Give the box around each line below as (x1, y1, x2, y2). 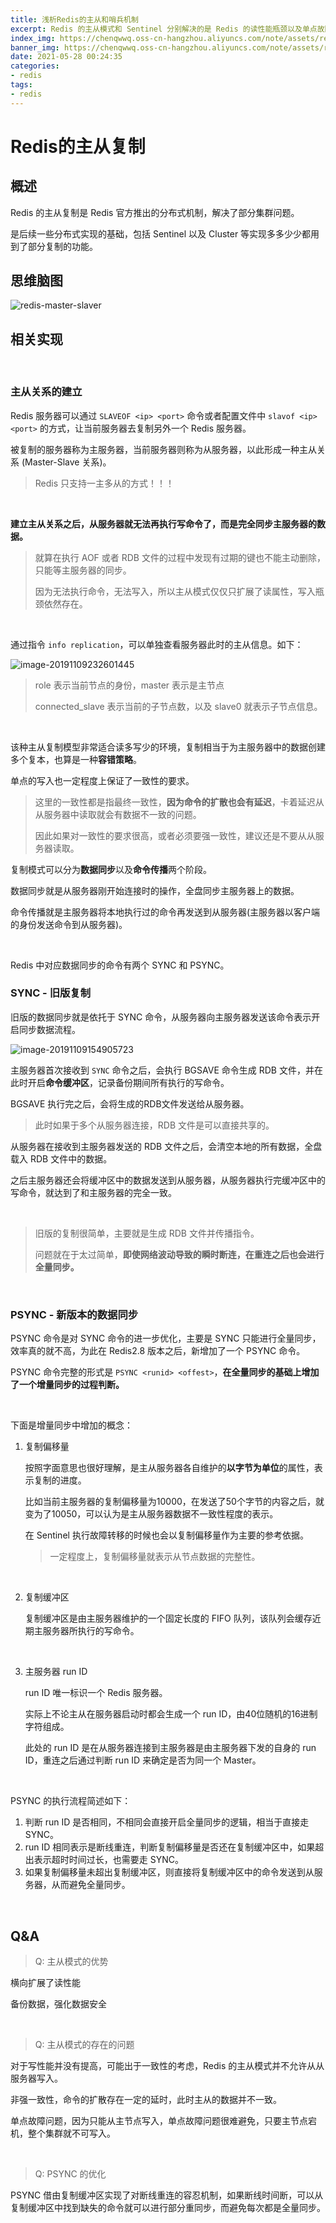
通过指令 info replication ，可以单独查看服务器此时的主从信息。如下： (10, 638, 304, 650)
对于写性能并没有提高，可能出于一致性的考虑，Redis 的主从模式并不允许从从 (10, 2059, 325, 2071)
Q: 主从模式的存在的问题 (34, 2038, 135, 2050)
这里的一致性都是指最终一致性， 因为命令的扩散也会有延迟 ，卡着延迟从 (34, 796, 325, 808)
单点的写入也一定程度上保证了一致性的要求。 (10, 774, 195, 786)
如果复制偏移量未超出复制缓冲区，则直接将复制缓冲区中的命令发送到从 (24, 1866, 315, 1878)
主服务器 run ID (24, 1666, 88, 1678)
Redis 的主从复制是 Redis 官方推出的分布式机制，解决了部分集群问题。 (10, 206, 300, 218)
